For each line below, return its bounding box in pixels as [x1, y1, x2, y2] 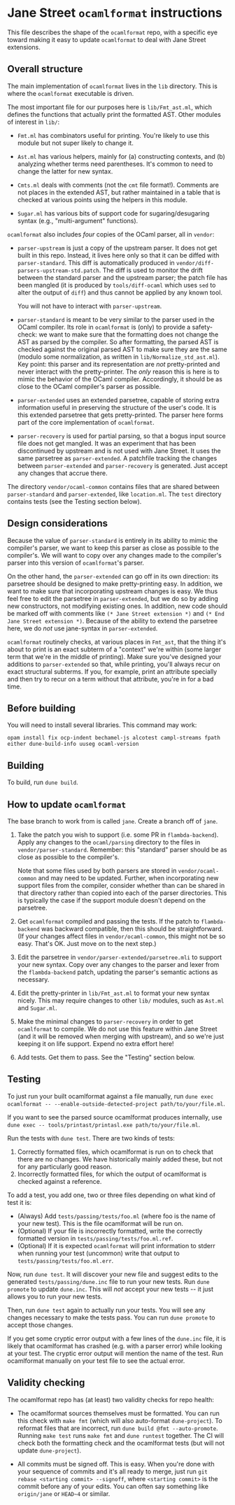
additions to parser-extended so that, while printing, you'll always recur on [7, 660, 220, 668]
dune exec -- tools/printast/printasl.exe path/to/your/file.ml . [7, 1120, 201, 1129]
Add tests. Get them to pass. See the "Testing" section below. [17, 1053, 196, 1061]
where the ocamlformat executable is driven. [7, 89, 134, 97]
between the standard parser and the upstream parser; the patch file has [17, 273, 228, 281]
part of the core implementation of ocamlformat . [17, 418, 155, 426]
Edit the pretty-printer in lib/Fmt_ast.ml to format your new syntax [17, 989, 210, 997]
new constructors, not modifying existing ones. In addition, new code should [7, 602, 228, 610]
